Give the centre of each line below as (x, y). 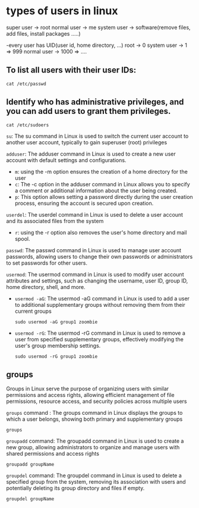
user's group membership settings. (58, 345)
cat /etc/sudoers (28, 125)
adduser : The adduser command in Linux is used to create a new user (91, 154)
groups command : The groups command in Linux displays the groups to (94, 413)
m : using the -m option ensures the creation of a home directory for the (101, 172)
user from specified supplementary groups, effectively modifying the (99, 339)
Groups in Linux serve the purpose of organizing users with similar (88, 389)
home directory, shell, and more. (46, 287)
